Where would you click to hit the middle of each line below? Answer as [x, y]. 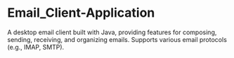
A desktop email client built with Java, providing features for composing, [112, 32]
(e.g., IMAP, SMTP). [36, 47]
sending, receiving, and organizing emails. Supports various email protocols [117, 39]
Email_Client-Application [81, 13]
